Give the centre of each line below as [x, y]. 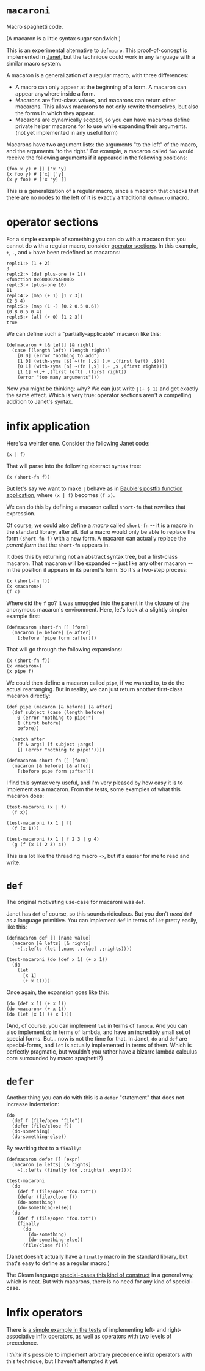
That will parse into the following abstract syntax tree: [74, 466]
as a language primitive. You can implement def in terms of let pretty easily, [102, 920]
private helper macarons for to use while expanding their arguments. [101, 126]
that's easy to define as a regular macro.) [58, 1263]
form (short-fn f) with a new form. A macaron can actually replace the [96, 538]
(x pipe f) [20, 671]
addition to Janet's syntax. [40, 401]
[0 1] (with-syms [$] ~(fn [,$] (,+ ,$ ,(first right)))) [92, 366]
